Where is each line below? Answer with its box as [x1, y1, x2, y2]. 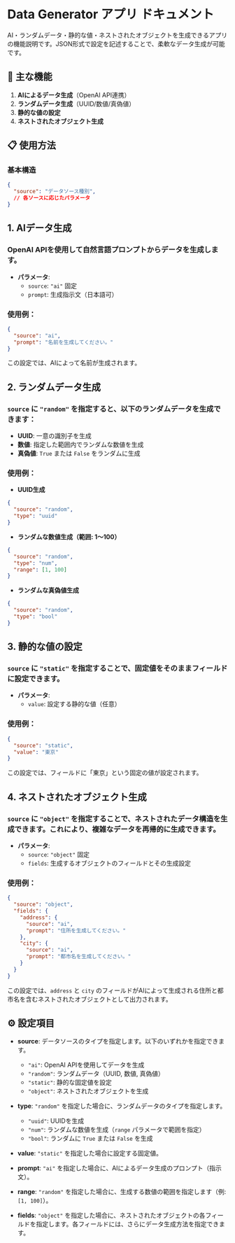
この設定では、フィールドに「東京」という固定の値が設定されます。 [7, 768, 203, 777]
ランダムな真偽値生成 [17, 586, 79, 595]
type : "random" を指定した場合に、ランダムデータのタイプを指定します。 [17, 1102, 227, 1110]
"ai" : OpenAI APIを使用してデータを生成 [27, 1061, 145, 1069]
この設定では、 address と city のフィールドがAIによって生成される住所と [7, 986, 218, 995]
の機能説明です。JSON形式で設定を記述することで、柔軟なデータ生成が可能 [7, 39, 225, 48]
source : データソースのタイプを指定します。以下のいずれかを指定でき [17, 1037, 219, 1046]
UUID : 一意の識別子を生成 [17, 432, 92, 440]
